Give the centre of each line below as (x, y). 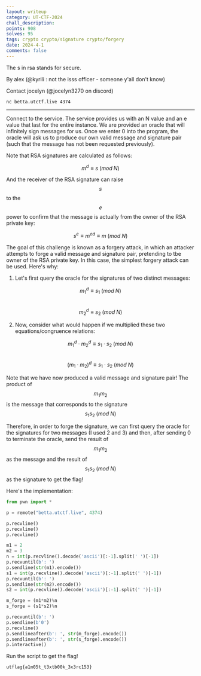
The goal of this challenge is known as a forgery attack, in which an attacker (100, 247)
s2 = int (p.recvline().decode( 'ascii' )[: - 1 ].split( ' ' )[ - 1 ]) (84, 590)
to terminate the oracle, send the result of (57, 439)
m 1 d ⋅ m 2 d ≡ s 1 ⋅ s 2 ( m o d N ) (100, 344)
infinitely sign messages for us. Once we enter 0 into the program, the (92, 131)
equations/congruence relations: (55, 331)
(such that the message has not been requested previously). (80, 143)
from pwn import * (29, 502)
